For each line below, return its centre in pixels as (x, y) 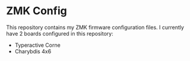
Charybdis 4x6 (33, 51)
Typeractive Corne (37, 45)
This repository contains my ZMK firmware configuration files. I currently (95, 27)
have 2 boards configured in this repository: (60, 33)
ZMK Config (37, 11)
